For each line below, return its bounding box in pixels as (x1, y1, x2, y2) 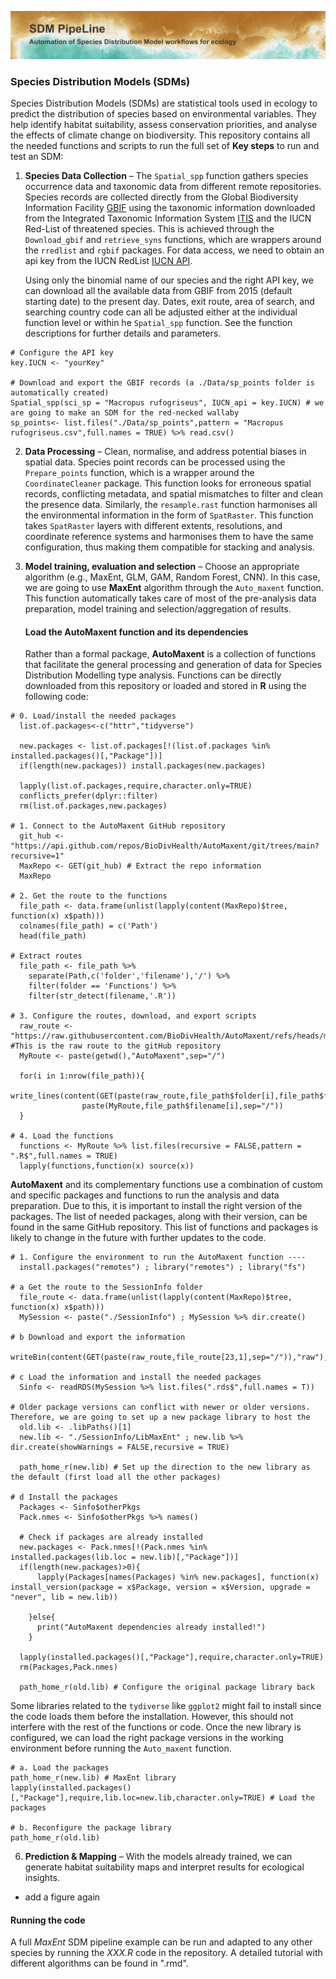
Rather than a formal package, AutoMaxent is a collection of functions (24, 648, 317, 660)
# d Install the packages (10, 1492, 118, 1503)
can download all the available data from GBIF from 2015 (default (24, 285, 293, 297)
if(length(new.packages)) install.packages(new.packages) (19, 761, 267, 771)
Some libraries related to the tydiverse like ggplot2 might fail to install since (10, 1700, 322, 1712)
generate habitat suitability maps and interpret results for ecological (24, 1861, 305, 1873)
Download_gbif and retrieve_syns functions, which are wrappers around (24, 234, 322, 246)
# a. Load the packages (10, 1763, 110, 1773)
